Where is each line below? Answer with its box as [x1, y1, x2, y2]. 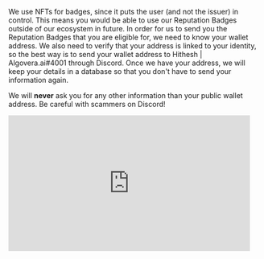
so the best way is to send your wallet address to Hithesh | [8, 50, 203, 59]
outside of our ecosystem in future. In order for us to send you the [8, 24, 228, 33]
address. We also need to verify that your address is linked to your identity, [8, 41, 257, 51]
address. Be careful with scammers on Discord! [8, 100, 167, 109]
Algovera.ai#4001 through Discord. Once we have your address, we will [8, 58, 245, 68]
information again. [8, 76, 69, 84]
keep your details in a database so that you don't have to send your [8, 67, 232, 76]
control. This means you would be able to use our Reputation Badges [8, 15, 237, 25]
